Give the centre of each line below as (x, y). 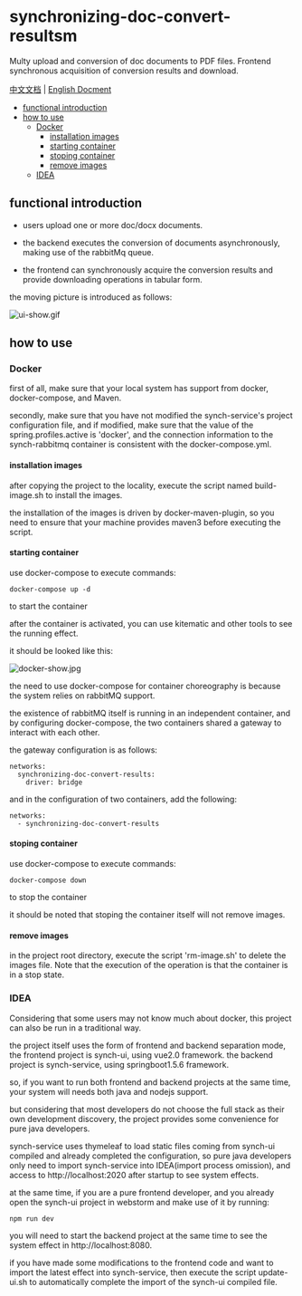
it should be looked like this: (61, 650)
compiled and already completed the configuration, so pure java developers (151, 1156)
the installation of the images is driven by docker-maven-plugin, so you (142, 513)
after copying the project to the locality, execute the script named (131, 485)
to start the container (48, 606)
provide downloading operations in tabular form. (113, 279)
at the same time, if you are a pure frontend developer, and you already (142, 1192)
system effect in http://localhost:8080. (80, 1245)
